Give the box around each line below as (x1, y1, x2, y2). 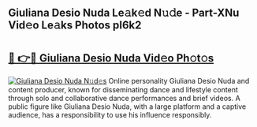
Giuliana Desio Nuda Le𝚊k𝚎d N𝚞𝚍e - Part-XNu (8, 6, 240, 20)
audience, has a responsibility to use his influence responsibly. (8, 110, 212, 119)
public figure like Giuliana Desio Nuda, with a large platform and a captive (8, 102, 247, 111)
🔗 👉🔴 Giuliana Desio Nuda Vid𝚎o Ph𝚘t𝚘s (8, 51, 214, 65)
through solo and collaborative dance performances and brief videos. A (8, 94, 240, 103)
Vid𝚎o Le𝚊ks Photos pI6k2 (8, 19, 142, 32)
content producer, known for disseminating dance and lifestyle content (8, 85, 238, 94)
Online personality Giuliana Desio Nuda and (108, 77, 250, 85)
